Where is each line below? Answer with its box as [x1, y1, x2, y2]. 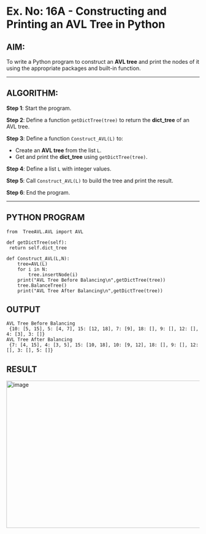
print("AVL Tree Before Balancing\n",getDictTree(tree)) [17, 277, 166, 283]
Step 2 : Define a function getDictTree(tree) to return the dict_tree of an [6, 116, 190, 123]
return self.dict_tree [9, 244, 67, 251]
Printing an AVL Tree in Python [6, 17, 166, 31]
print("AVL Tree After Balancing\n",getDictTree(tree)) [17, 287, 164, 294]
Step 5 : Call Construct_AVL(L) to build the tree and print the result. [6, 177, 174, 184]
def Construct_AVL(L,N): [6, 255, 70, 261]
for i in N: [17, 266, 48, 273]
